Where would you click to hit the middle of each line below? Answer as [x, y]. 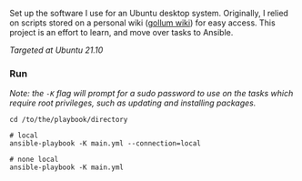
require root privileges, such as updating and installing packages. [133, 103]
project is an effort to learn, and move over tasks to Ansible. [121, 32]
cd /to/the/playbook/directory [69, 120]
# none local [34, 160]
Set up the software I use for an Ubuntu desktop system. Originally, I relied [149, 13]
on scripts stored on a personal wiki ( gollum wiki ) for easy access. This [142, 23]
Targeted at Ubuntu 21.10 [56, 50]
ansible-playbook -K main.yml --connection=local [106, 144]
